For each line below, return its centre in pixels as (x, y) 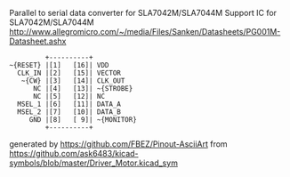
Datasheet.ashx (38, 41)
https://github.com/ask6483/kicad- (74, 153)
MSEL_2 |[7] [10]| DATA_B (69, 112)
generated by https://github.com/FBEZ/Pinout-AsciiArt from (119, 144)
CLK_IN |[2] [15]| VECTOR (69, 73)
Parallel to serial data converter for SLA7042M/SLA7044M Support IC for (143, 13)
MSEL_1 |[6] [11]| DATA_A (69, 104)
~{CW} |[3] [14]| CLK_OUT (73, 81)
